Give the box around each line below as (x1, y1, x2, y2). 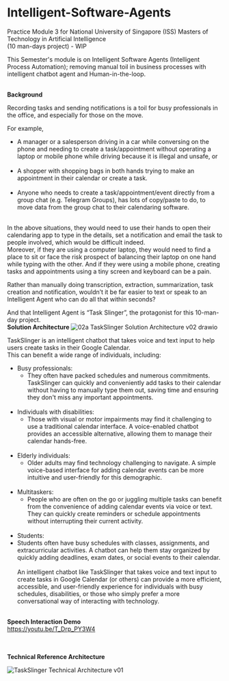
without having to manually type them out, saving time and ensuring (27, 386, 219, 394)
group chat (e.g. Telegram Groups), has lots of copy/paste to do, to (16, 195, 206, 203)
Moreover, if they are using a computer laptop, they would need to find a (7, 245, 211, 253)
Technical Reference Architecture (7, 652, 105, 660)
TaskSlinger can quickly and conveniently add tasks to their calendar (27, 378, 221, 386)
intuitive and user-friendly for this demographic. (27, 473, 163, 481)
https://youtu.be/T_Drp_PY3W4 (7, 625, 96, 633)
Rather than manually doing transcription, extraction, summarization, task (7, 280, 214, 288)
